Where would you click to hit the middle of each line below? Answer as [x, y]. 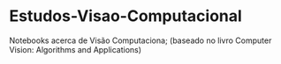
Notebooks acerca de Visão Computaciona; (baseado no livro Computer [140, 40]
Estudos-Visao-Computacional [126, 16]
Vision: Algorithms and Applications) [76, 49]
